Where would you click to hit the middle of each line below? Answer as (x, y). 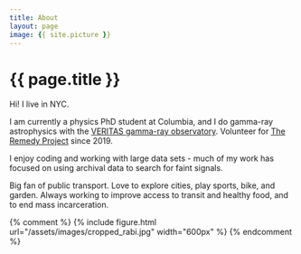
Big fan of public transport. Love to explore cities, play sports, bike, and (142, 185)
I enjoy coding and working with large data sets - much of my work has (141, 158)
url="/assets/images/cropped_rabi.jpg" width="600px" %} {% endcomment (150, 232)
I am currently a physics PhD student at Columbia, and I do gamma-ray (141, 122)
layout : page (34, 26)
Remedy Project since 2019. (61, 141)
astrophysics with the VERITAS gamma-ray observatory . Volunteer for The (148, 131)
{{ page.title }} (65, 79)
